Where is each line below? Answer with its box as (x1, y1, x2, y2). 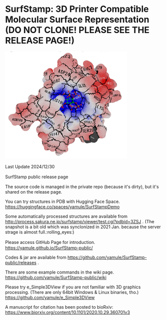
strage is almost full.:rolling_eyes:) (5, 229, 75, 235)
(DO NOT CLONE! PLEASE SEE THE (5, 25, 150, 36)
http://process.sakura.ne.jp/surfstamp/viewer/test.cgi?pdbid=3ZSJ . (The (5, 218, 155, 224)
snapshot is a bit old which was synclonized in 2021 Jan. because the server (5, 224, 161, 230)
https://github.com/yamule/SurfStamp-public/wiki (5, 274, 107, 280)
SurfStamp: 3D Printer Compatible (5, 3, 149, 15)
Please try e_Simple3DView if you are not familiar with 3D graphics (5, 284, 141, 290)
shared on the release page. (5, 189, 63, 195)
